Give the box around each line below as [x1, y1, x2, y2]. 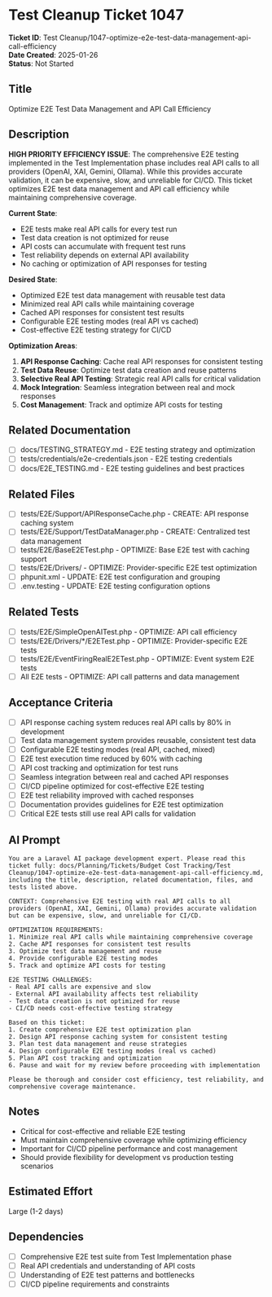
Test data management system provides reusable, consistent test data [20, 735, 257, 745]
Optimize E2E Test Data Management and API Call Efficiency [8, 103, 212, 113]
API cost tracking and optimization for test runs [20, 763, 179, 772]
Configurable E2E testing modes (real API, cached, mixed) [20, 744, 216, 754]
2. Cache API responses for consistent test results [8, 940, 191, 948]
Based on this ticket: [8, 1018, 86, 1027]
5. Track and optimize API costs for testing [8, 961, 165, 970]
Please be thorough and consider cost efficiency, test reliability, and [8, 1075, 265, 1084]
